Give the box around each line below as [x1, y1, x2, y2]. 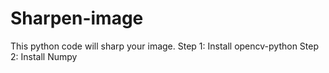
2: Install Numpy [10, 50, 78, 62]
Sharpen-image [10, 7, 144, 30]
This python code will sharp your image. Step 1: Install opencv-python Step [10, 40, 320, 52]
